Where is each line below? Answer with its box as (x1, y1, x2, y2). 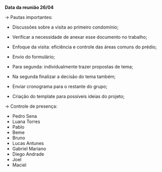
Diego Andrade (12, 151, 44, 157)
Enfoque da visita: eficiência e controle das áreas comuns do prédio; (12, 44, 157, 50)
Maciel (12, 162, 27, 168)
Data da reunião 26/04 (5, 5, 54, 10)
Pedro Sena (12, 113, 37, 119)
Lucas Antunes (12, 140, 44, 146)
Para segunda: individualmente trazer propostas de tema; (12, 64, 133, 69)
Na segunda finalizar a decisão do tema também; (12, 73, 116, 80)
